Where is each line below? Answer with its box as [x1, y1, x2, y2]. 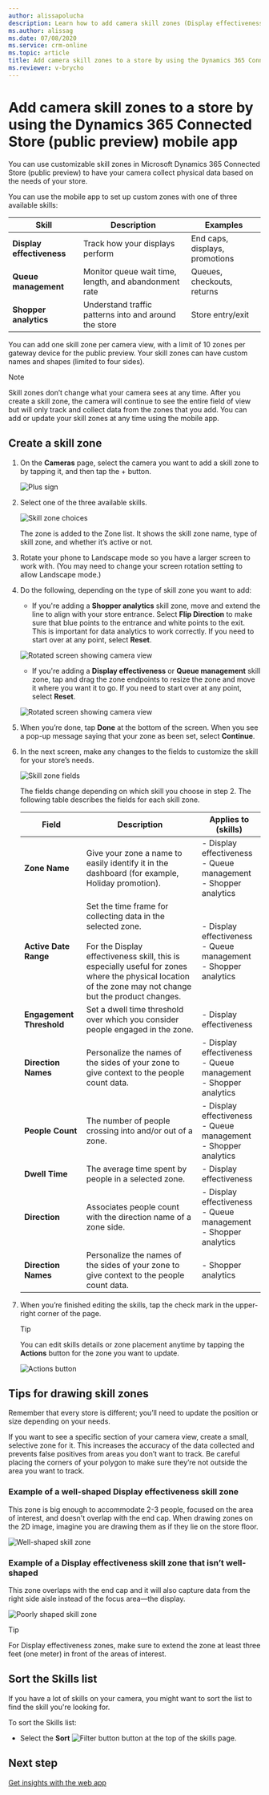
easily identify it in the [86, 857, 169, 869]
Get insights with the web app [8, 1777, 106, 1787]
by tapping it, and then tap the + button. [19, 466, 152, 476]
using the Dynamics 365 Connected [8, 115, 252, 133]
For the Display [86, 940, 143, 951]
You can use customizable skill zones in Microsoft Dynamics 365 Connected [8, 159, 260, 168]
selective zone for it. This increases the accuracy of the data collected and [8, 1440, 255, 1450]
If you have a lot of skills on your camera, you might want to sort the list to [8, 1693, 252, 1703]
